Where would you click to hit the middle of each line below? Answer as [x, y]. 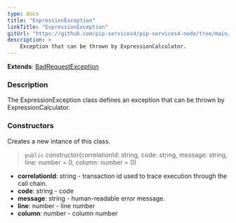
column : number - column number [67, 213]
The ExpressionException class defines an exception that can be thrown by [116, 100]
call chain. [32, 183]
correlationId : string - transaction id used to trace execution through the [122, 176]
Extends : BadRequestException [53, 66]
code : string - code [45, 191]
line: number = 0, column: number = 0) [80, 162]
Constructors [31, 126]
